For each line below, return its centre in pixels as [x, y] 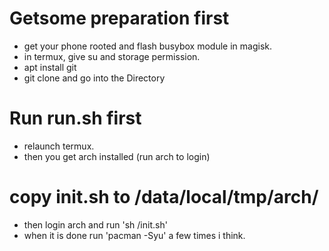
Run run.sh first [75, 118]
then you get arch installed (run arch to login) [117, 156]
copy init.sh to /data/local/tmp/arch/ [164, 197]
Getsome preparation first [119, 18]
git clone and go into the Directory [94, 78]
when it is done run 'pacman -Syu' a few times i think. [134, 235]
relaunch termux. [59, 146]
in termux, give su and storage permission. [112, 56]
